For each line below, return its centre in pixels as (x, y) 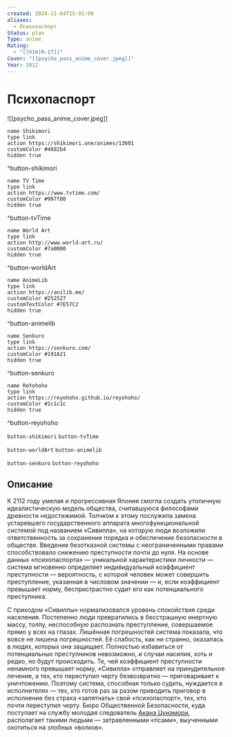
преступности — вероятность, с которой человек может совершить (108, 575)
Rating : (18, 46)
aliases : (20, 20)
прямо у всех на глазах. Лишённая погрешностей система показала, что (115, 632)
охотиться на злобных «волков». (56, 727)
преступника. (27, 597)
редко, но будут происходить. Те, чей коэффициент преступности (105, 662)
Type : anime (24, 39)
